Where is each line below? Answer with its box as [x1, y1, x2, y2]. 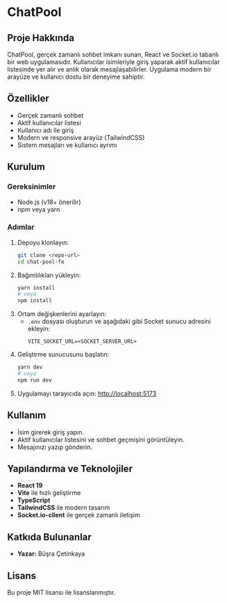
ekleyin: [27, 324, 51, 333]
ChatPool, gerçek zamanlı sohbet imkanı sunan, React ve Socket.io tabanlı [7, 50, 219, 58]
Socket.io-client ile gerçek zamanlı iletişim [17, 511, 140, 519]
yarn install [17, 284, 56, 291]
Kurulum [7, 161, 46, 173]
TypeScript [17, 496, 51, 505]
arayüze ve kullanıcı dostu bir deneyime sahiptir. [7, 72, 145, 81]
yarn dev [17, 363, 43, 371]
